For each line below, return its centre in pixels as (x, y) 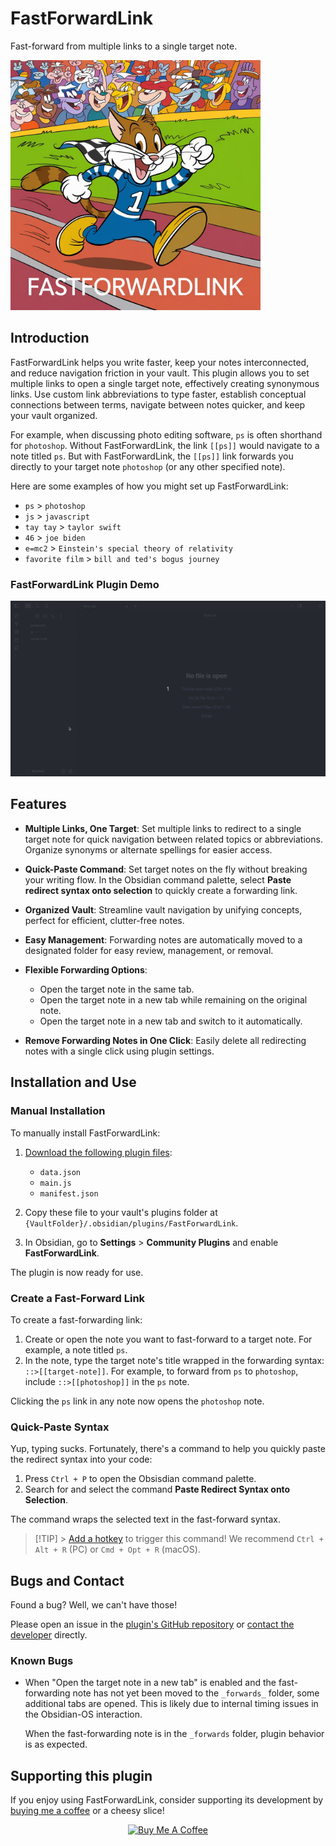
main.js (55, 1183)
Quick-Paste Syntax (60, 1427)
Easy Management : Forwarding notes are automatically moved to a (163, 939)
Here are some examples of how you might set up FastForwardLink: (149, 486)
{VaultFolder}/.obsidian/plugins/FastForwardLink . (131, 1223)
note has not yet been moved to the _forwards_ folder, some (196, 1693)
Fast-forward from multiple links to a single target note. (124, 46)
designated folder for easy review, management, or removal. (149, 950)
